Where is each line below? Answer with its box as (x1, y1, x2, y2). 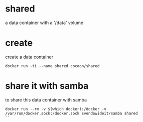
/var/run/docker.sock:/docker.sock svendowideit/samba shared (5, 111, 138, 116)
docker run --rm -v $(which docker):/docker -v (5, 106, 107, 111)
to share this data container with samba (5, 96, 87, 103)
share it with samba (5, 80, 89, 92)
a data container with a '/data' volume (5, 20, 84, 26)
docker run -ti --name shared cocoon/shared (5, 63, 100, 68)
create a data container (5, 54, 54, 60)
